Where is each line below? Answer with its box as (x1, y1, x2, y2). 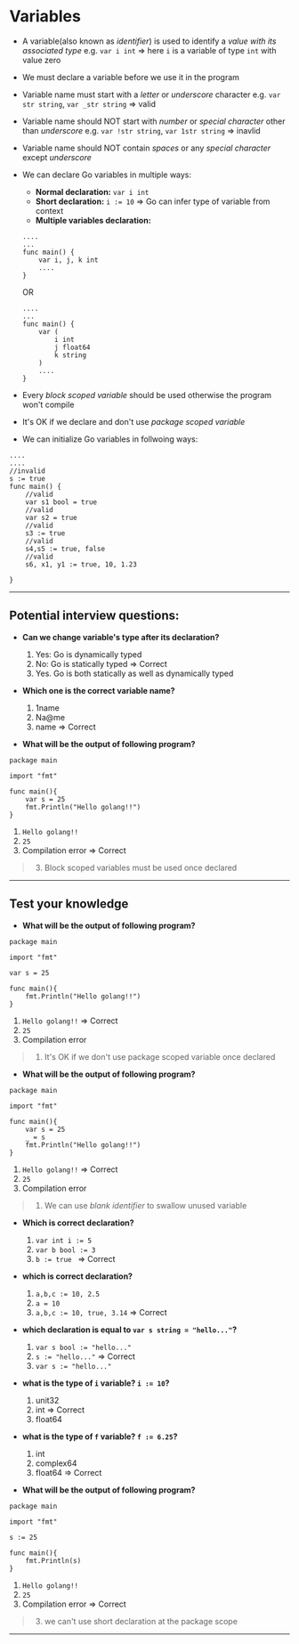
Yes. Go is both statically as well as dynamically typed (35, 668, 234, 679)
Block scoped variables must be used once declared (44, 862, 238, 873)
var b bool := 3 (35, 1245, 96, 1255)
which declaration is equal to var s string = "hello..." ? (21, 1324, 238, 1335)
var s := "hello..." (35, 1362, 112, 1371)
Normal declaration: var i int (35, 186, 149, 197)
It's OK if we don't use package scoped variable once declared (44, 1051, 276, 1062)
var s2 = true (25, 513, 77, 522)
